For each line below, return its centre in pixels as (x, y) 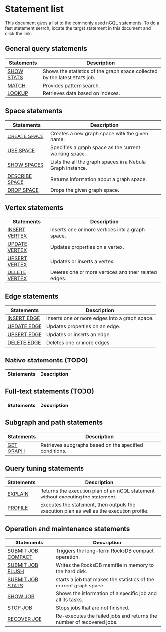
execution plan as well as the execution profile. (94, 511)
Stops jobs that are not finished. (93, 608)
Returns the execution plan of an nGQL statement (97, 491)
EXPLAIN (18, 494)
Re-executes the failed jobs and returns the (106, 616)
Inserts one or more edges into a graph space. (100, 318)
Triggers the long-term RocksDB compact (105, 551)
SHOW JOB (21, 597)
